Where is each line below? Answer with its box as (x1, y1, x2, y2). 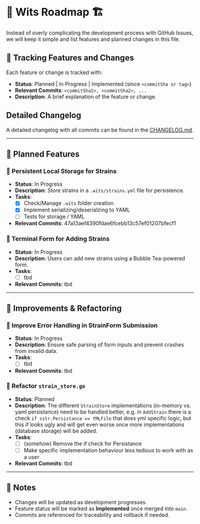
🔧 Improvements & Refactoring (6, 304, 122, 314)
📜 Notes (6, 483, 36, 493)
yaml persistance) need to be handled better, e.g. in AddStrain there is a (14, 408, 192, 415)
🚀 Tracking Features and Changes (6, 53, 135, 63)
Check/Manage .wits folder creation (23, 200, 114, 207)
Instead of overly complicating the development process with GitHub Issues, (6, 29, 193, 36)
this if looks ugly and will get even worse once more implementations (14, 421, 185, 428)
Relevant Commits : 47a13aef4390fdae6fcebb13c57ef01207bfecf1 (14, 220, 177, 227)
